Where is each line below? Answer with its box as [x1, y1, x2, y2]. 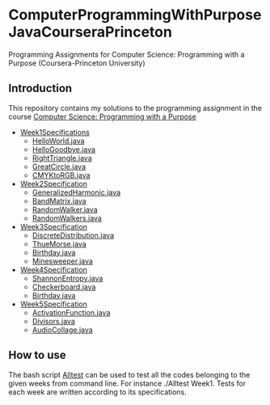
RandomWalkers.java [32, 213, 103, 223]
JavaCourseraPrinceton [8, 23, 172, 41]
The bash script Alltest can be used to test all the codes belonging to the [8, 369, 251, 379]
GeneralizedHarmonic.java [32, 188, 121, 197]
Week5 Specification [19, 299, 87, 309]
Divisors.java [32, 316, 75, 326]
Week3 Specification [19, 221, 87, 231]
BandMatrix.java [32, 196, 86, 205]
